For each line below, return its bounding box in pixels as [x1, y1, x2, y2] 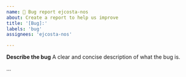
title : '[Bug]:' [6, 20, 48, 26]
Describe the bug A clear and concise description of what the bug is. [6, 53, 181, 61]
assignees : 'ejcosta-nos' [6, 32, 72, 38]
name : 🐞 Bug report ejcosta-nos [6, 8, 88, 15]
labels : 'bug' [6, 25, 43, 32]
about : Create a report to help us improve [6, 15, 119, 21]
